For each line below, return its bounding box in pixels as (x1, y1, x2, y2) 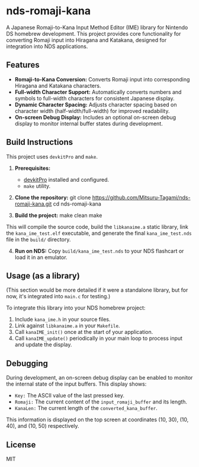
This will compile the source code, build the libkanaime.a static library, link (6, 223, 188, 230)
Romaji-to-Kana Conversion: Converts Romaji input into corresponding (14, 75, 190, 83)
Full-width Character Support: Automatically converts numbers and (14, 88, 182, 96)
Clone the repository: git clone (14, 194, 91, 201)
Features (6, 60, 40, 70)
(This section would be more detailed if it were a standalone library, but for (6, 286, 188, 294)
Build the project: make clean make (14, 212, 102, 219)
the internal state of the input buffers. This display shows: (6, 380, 147, 387)
